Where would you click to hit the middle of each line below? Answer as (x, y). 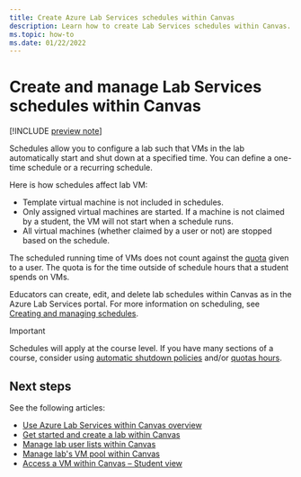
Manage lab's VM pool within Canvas (91, 454)
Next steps (40, 386)
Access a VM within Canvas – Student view (102, 463)
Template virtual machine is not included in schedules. (123, 202)
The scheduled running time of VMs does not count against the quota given (149, 258)
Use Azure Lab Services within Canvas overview (112, 425)
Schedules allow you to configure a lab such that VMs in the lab (127, 148)
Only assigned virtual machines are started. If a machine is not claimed (153, 212)
